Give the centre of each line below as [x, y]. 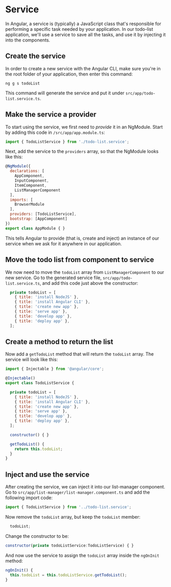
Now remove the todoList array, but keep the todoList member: [73, 517]
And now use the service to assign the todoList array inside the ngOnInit [82, 555]
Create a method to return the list [59, 341]
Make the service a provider [51, 115]
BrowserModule [29, 204]
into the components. [28, 40]
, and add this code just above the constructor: [89, 283]
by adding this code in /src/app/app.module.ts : [55, 132]
